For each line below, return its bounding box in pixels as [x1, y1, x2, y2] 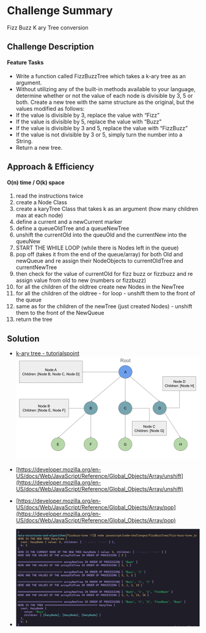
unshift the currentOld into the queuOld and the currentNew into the [15, 231, 187, 239]
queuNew [15, 238, 41, 245]
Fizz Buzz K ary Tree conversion [7, 24, 89, 31]
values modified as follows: [15, 105, 85, 112]
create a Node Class [15, 199, 68, 206]
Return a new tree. [15, 144, 63, 151]
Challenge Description [7, 42, 94, 52]
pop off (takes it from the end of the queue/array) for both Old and [15, 251, 183, 258]
